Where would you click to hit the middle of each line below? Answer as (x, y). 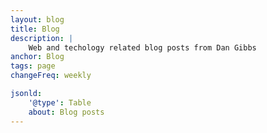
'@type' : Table (60, 102)
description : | (42, 38)
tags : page (33, 66)
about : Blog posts (66, 112)
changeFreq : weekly (51, 76)
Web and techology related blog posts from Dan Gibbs (142, 47)
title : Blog (35, 29)
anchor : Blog (37, 57)
